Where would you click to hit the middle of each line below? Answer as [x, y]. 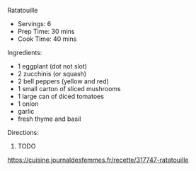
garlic [26, 111]
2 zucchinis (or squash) [52, 74]
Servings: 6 [34, 24]
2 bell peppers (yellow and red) [63, 81]
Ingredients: [25, 53]
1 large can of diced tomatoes [61, 96]
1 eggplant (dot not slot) [52, 66]
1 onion [28, 104]
